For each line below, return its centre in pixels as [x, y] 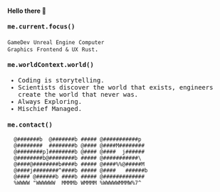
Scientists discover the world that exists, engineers [115, 87]
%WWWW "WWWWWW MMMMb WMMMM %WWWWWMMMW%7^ [78, 183]
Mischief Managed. [50, 108]
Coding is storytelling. [61, 80]
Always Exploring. [50, 101]
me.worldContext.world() [51, 65]
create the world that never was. [78, 94]
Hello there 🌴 [27, 11]
